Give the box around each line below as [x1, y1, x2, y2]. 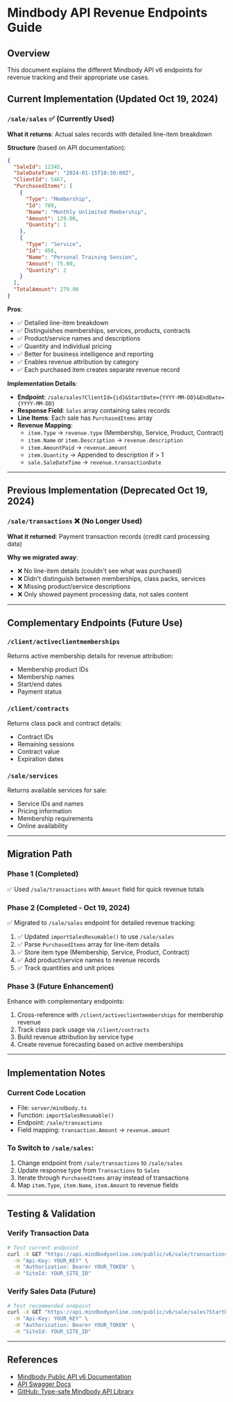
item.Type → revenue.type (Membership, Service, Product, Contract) [27, 428, 224, 437]
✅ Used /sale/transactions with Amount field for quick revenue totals [7, 885, 205, 893]
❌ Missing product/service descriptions [17, 582, 130, 590]
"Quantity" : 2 [25, 266, 67, 274]
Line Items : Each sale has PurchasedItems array [17, 414, 153, 422]
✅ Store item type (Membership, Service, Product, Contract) [17, 947, 189, 956]
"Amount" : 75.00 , [25, 260, 76, 267]
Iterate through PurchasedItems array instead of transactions [17, 1173, 189, 1182]
